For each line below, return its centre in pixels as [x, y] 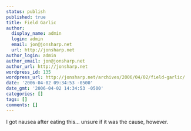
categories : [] [25, 94]
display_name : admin [36, 34]
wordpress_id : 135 [29, 72]
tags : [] [17, 99]
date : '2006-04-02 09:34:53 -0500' [50, 83]
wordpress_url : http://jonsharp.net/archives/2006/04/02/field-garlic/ [95, 77]
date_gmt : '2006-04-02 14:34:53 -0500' [55, 89]
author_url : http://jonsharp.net [47, 66]
